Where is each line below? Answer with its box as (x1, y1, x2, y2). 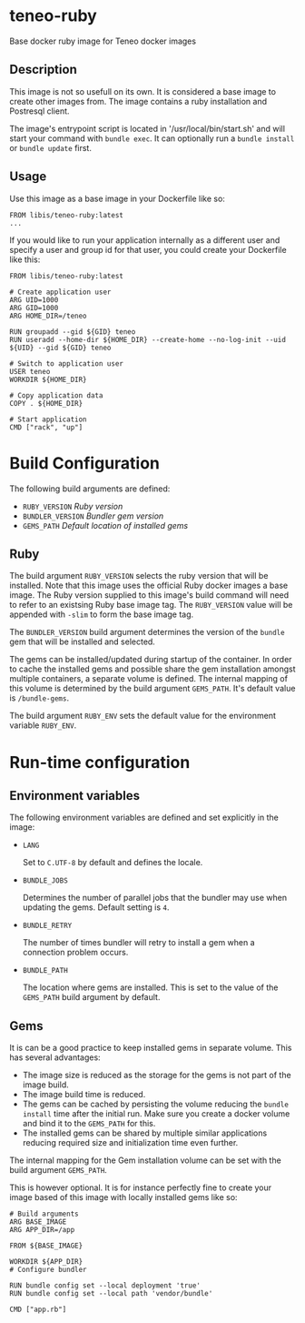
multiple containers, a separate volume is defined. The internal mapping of (9, 673, 289, 684)
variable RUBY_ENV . (9, 720, 77, 731)
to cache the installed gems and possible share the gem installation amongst (9, 663, 296, 674)
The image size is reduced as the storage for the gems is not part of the (22, 1070, 292, 1081)
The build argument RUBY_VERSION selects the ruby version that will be (9, 571, 269, 581)
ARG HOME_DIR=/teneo (9, 311, 88, 320)
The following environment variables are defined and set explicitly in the (9, 812, 279, 823)
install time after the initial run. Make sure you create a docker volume (22, 1108, 290, 1119)
